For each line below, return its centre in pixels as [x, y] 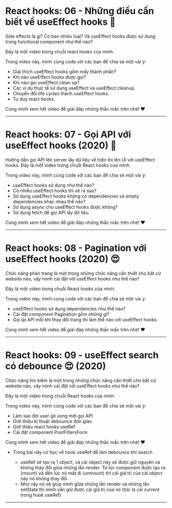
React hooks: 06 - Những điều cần [80, 11]
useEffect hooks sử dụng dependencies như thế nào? [69, 308]
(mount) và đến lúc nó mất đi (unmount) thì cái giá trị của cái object [91, 473]
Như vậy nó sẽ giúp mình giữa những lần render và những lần [85, 484]
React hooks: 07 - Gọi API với [68, 135]
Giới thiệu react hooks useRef [44, 427]
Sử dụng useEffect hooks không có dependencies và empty [76, 196]
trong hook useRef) [41, 495]
